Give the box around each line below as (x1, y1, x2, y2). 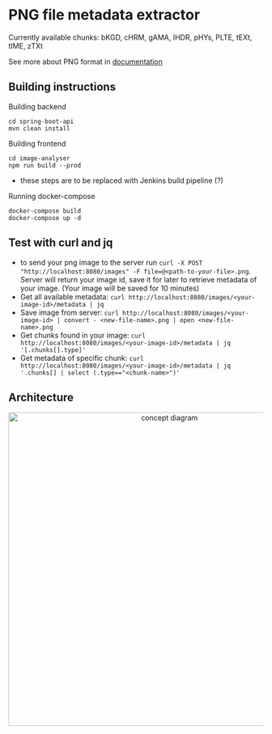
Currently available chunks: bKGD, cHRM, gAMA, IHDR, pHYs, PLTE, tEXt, (8, 32, 253, 42)
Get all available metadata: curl (19, 291, 125, 301)
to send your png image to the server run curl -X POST (19, 257, 203, 267)
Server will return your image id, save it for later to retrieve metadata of (19, 274, 257, 284)
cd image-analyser (8, 154, 70, 163)
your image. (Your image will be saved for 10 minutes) (19, 283, 200, 293)
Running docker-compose (8, 191, 96, 201)
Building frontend (8, 138, 66, 148)
